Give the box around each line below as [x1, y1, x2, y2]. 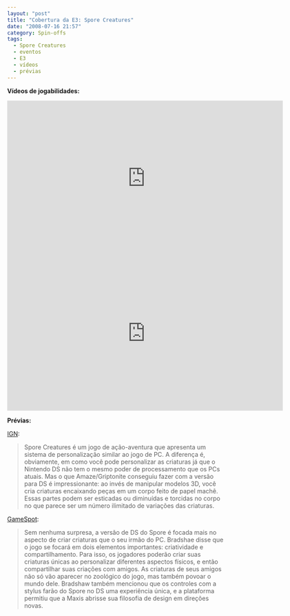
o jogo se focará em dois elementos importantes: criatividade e [23, 542, 204, 551]
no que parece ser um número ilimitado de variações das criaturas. [23, 501, 215, 510]
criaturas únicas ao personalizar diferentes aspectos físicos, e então [23, 557, 218, 566]
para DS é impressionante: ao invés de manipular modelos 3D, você [23, 480, 216, 488]
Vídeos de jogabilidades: [7, 87, 80, 95]
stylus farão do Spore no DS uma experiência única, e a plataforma [23, 586, 215, 595]
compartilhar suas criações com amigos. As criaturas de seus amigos [23, 564, 222, 573]
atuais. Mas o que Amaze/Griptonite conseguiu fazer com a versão [23, 472, 214, 480]
